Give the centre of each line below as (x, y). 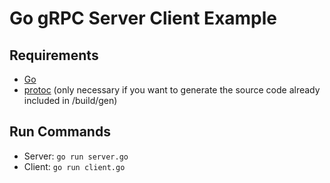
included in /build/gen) (70, 100)
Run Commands (60, 132)
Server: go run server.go (76, 156)
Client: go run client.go (74, 166)
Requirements (54, 55)
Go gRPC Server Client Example (143, 18)
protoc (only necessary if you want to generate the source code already (172, 90)
